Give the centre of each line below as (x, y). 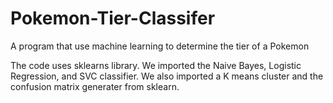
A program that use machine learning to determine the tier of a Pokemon (160, 46)
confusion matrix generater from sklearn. (95, 86)
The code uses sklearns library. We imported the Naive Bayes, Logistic (156, 65)
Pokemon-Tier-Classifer (113, 18)
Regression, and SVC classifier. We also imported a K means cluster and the (167, 76)
